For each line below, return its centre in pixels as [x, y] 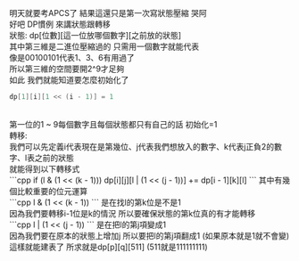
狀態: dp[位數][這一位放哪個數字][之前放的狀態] [95, 35]
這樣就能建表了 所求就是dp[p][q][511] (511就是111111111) [108, 247]
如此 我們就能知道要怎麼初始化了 [69, 80]
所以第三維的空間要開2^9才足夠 [67, 69]
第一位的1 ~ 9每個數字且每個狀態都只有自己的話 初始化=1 [113, 124]
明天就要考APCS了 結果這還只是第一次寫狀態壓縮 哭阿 [108, 13]
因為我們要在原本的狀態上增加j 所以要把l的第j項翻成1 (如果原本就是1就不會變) [149, 235]
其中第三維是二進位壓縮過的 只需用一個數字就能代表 [104, 46]
